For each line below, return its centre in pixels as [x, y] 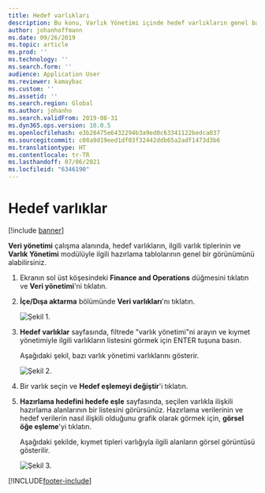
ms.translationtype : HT [47, 148]
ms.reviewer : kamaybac [45, 81]
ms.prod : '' [28, 52]
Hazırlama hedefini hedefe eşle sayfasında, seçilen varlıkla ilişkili [126, 401]
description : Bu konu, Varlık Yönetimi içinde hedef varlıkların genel [128, 23]
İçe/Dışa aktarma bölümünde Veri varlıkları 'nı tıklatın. [107, 301]
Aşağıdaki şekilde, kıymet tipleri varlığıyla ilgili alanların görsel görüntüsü [137, 442]
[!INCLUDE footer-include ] [50, 480]
